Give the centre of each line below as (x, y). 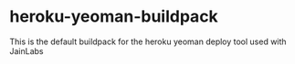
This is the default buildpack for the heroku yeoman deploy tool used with (148, 41)
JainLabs (26, 50)
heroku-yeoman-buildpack (114, 17)
